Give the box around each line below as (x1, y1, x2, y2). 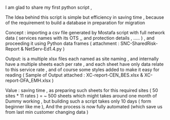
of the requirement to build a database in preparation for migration (5, 20, 145, 26)
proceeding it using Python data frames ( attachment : (5, 40, 119, 46)
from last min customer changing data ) (5, 109, 89, 115)
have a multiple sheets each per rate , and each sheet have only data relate (5, 61, 164, 67)
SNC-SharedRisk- (120, 40, 158, 46)
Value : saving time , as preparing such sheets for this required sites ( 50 (5, 87, 158, 93)
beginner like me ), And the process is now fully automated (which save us (5, 104, 163, 109)
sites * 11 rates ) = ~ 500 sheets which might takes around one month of (5, 93, 157, 99)
